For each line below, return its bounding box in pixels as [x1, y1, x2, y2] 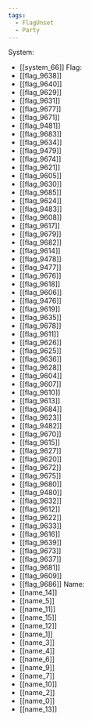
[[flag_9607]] [19, 380, 62, 389]
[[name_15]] [19, 613, 57, 622]
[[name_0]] [19, 696, 55, 706]
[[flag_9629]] [19, 88, 62, 97]
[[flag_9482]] [19, 421, 62, 431]
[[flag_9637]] [19, 555, 62, 564]
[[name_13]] [19, 705, 57, 714]
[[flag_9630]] [19, 180, 62, 189]
